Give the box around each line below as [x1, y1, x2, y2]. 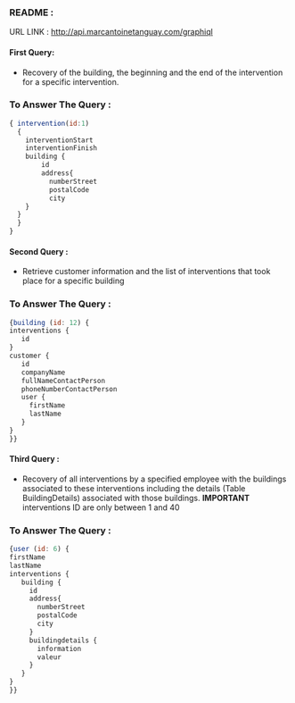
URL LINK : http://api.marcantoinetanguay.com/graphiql [9, 27, 214, 38]
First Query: [9, 46, 55, 57]
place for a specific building [21, 275, 125, 287]
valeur [37, 652, 62, 662]
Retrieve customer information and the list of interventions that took [21, 266, 271, 277]
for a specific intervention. [21, 76, 119, 87]
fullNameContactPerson [20, 376, 105, 385]
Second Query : [9, 246, 69, 256]
